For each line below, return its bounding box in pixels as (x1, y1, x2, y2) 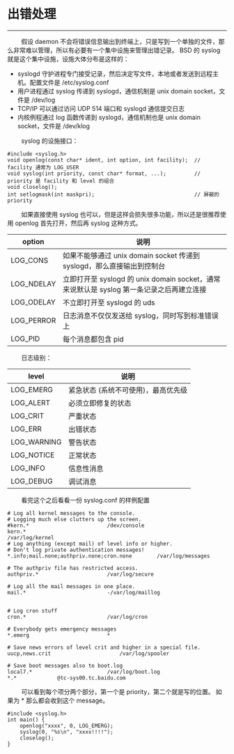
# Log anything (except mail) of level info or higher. (7, 540, 173, 547)
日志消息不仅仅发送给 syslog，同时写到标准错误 (62, 311, 219, 321)
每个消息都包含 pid (62, 334, 124, 344)
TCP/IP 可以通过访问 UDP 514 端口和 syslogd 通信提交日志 (17, 104, 185, 112)
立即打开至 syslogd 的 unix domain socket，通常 (62, 274, 221, 284)
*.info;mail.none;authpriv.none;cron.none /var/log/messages (7, 552, 210, 560)
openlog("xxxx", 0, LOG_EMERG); (19, 722, 114, 729)
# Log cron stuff (7, 607, 58, 614)
